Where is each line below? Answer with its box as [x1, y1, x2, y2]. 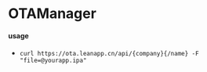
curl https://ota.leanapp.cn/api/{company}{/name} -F [19, 50, 199, 58]
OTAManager [8, 5, 96, 23]
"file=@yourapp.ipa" [19, 56, 87, 65]
